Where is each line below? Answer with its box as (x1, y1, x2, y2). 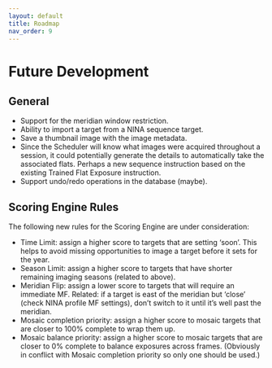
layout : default (8, 11, 63, 20)
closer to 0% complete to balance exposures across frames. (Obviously (19, 341, 261, 351)
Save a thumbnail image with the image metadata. (19, 134, 188, 143)
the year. (19, 255, 50, 265)
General (8, 94, 50, 108)
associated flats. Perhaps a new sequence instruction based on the (19, 160, 246, 169)
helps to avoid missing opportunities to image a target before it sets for (19, 246, 258, 256)
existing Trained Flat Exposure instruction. (19, 168, 162, 177)
